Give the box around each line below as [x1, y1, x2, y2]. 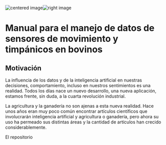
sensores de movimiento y [5, 33, 119, 45]
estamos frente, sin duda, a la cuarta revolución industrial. [5, 93, 126, 99]
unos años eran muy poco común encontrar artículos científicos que [5, 108, 148, 114]
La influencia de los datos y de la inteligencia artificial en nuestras [5, 77, 142, 83]
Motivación [5, 63, 42, 72]
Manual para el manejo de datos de [5, 23, 155, 34]
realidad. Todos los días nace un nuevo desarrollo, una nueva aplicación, [5, 88, 156, 94]
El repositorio [5, 134, 33, 140]
